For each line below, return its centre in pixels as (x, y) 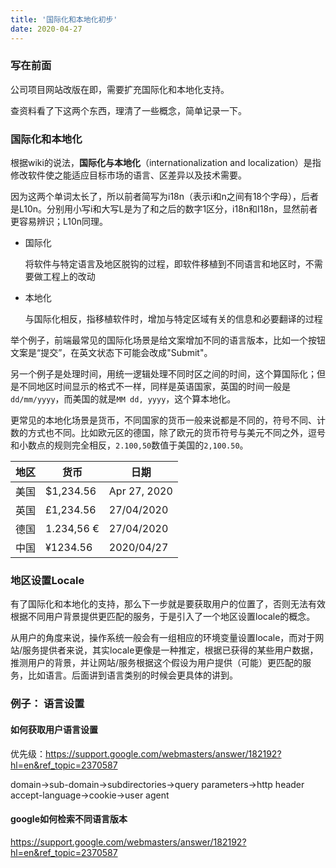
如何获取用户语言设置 (54, 729)
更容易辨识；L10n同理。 (59, 222)
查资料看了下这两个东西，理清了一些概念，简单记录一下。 (128, 110)
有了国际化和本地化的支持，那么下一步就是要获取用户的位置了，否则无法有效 (168, 604)
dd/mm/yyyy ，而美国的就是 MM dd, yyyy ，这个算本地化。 (123, 399)
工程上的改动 (69, 277)
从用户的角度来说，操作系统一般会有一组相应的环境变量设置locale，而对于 (163, 638)
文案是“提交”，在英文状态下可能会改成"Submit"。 (111, 353)
